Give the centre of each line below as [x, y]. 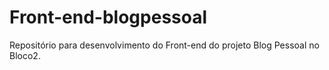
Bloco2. [25, 55]
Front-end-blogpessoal [108, 17]
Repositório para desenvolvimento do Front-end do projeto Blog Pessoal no [164, 45]
